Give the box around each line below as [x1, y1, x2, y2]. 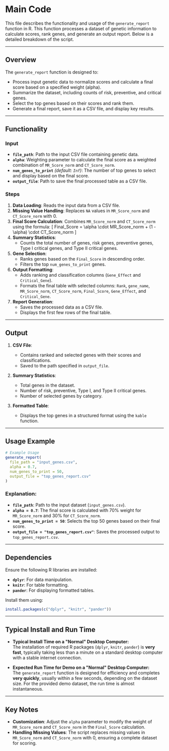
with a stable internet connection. [12, 655, 82, 661]
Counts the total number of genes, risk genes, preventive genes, [20, 239, 154, 245]
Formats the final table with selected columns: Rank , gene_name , [20, 282, 150, 288]
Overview [5, 55, 37, 64]
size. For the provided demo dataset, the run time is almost [12, 680, 135, 686]
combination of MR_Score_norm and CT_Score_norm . [12, 162, 116, 168]
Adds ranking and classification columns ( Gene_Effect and [20, 272, 141, 278]
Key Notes [5, 705, 39, 714]
